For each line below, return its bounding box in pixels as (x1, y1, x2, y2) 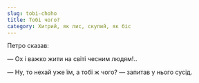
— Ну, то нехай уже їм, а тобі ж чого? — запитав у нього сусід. (7, 68, 193, 76)
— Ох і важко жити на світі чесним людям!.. (7, 55, 138, 63)
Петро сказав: (7, 42, 50, 50)
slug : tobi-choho (7, 10, 57, 17)
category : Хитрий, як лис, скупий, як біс (7, 23, 131, 29)
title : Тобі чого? (7, 16, 60, 23)
